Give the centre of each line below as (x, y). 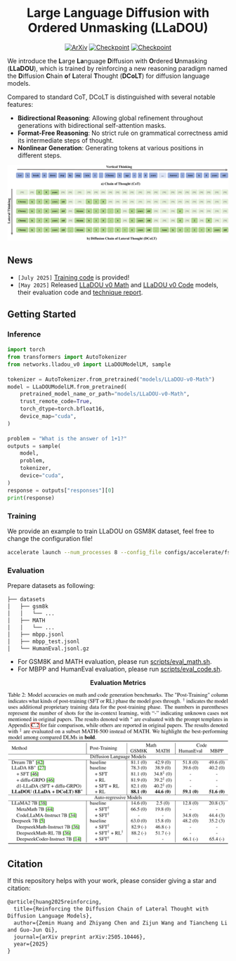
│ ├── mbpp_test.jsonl (44, 642)
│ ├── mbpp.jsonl (36, 635)
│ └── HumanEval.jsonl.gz (48, 649)
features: (20, 104)
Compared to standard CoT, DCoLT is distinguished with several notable (111, 97)
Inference (24, 334)
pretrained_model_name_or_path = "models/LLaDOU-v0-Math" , (105, 394)
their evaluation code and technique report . (80, 292)
